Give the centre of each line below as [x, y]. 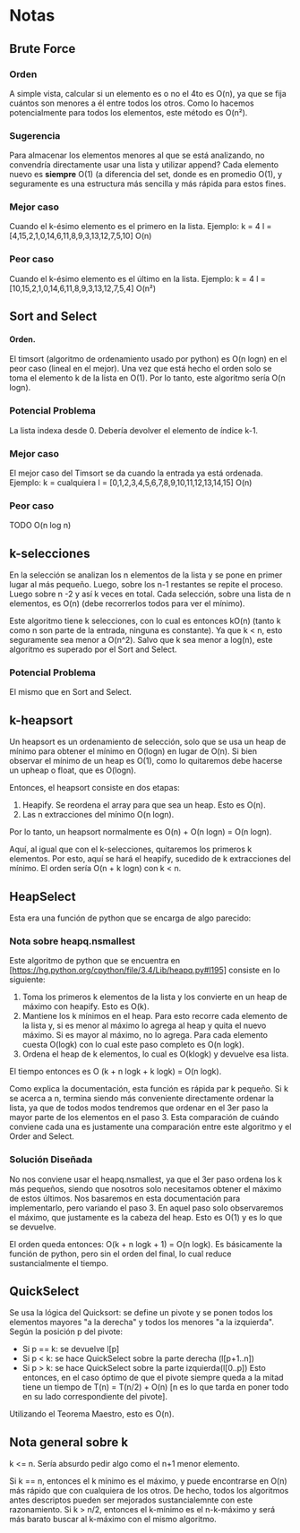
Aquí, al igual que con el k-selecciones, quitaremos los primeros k [131, 849]
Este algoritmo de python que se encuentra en [95, 961]
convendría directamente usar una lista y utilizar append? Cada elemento [144, 165]
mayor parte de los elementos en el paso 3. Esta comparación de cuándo [144, 1118]
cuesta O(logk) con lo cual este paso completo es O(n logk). [133, 1045]
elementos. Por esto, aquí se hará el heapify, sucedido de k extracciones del [150, 859]
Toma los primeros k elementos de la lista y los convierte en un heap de [154, 997]
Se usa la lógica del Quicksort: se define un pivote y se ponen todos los [141, 1313]
